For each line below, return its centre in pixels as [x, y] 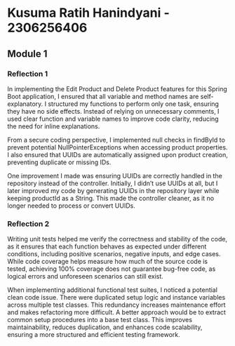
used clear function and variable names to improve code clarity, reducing [113, 119]
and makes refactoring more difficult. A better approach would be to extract [117, 312]
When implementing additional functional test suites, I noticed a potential [112, 290]
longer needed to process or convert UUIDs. [71, 206]
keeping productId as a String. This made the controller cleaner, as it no [111, 198]
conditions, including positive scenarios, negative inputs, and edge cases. [114, 254]
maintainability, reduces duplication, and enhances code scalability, [105, 327]
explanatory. [25, 104]
